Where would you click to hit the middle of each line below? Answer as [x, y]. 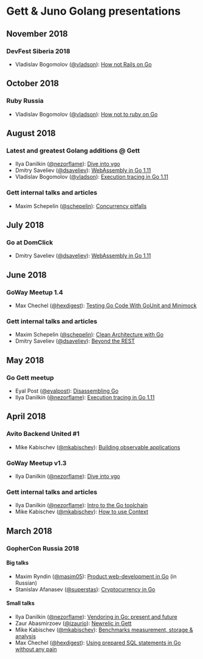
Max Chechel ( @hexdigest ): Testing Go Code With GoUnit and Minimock [106, 305]
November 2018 [37, 34]
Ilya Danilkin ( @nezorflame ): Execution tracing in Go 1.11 [85, 397]
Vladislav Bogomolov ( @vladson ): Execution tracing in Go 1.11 [91, 177]
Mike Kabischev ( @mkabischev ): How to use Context [81, 512]
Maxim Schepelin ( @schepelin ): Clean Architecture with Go [89, 335]
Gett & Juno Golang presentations [94, 11]
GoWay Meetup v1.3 [36, 463]
